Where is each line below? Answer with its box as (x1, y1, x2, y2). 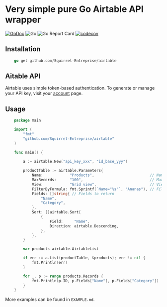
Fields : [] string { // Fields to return (31, 191, 114, 196)
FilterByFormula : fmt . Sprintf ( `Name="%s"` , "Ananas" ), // (31, 187, 155, 192)
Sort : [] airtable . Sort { (31, 210, 81, 215)
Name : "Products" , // (31, 173, 155, 178)
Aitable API (5, 72, 41, 81)
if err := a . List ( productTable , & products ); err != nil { (23, 255, 146, 261)
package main (14, 118, 41, 123)
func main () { (14, 150, 43, 155)
